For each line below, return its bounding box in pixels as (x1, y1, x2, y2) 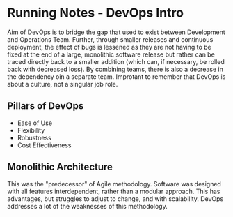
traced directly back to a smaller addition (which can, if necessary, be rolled (7, 57, 225, 66)
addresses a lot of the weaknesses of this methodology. (7, 202, 168, 210)
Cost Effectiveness (17, 141, 72, 149)
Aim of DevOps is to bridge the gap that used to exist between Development (7, 28, 226, 36)
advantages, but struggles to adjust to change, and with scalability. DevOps (7, 194, 224, 203)
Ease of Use (17, 119, 53, 127)
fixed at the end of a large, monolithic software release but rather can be (7, 50, 216, 59)
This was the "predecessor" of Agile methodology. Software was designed (7, 179, 221, 188)
